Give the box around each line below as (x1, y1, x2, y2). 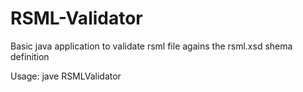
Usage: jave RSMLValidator (10, 70, 122, 82)
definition (10, 50, 50, 62)
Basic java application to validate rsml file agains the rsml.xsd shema (10, 40, 293, 52)
